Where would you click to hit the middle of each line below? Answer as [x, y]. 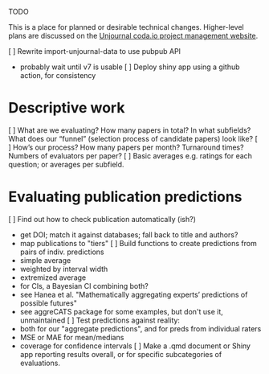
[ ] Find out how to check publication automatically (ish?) [102, 219]
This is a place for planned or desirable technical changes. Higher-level [126, 27]
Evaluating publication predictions [125, 197]
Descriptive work [67, 108]
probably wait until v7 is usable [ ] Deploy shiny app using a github [130, 67]
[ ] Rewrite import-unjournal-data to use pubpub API [95, 51]
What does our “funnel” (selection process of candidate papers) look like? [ [133, 138]
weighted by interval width [64, 269]
